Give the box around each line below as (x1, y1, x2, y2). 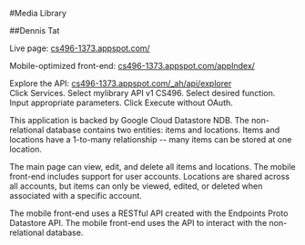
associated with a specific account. (9, 191, 143, 201)
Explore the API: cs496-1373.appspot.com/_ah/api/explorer (9, 78, 232, 89)
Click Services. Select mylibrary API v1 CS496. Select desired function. (9, 88, 276, 98)
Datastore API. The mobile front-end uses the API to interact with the (9, 218, 268, 228)
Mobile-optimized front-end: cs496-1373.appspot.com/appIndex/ (9, 61, 255, 71)
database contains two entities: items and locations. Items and (46, 124, 280, 135)
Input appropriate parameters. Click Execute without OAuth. (9, 97, 234, 108)
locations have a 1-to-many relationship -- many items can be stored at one (9, 134, 292, 144)
